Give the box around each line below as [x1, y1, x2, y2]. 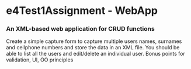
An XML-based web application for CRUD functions [6, 25, 155, 33]
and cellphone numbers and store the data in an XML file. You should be [6, 44, 180, 51]
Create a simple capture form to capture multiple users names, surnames [6, 38, 182, 45]
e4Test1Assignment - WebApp [6, 4, 158, 17]
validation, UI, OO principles [6, 56, 74, 63]
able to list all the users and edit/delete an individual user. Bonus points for [6, 50, 186, 57]
